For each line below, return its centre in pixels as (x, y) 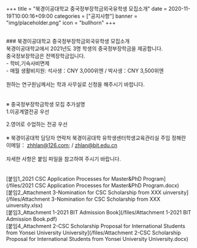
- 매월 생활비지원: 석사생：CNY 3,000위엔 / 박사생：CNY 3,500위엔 (85, 71)
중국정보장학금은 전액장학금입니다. (46, 56)
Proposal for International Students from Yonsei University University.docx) (97, 239)
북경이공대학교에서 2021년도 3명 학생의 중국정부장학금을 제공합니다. (85, 48)
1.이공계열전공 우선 (28, 112)
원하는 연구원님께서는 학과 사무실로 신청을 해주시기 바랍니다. (75, 84)
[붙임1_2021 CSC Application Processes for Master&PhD (74, 179)
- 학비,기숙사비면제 (28, 63)
